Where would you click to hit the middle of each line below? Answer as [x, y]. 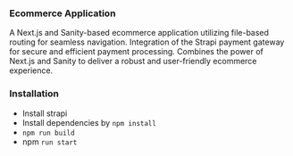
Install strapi [45, 113]
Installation [34, 94]
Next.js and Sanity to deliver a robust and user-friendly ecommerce [133, 62]
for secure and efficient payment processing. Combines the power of [136, 52]
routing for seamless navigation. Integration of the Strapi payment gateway [147, 42]
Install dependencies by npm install [89, 122]
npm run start [50, 142]
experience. [31, 70]
